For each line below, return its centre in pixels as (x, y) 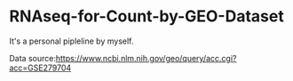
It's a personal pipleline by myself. (71, 41)
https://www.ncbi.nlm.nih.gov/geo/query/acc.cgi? (146, 58)
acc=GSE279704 (40, 68)
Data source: (32, 58)
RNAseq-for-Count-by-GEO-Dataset (146, 16)
